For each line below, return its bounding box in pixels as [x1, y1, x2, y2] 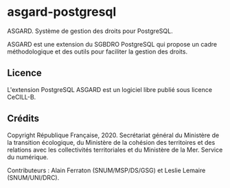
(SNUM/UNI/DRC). [7, 173, 60, 182]
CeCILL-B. [7, 93, 36, 101]
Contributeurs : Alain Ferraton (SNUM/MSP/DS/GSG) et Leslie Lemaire [7, 166, 206, 174]
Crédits [7, 113, 40, 124]
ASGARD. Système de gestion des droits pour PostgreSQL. [7, 27, 173, 35]
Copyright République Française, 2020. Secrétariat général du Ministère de [7, 131, 220, 139]
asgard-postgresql [7, 4, 117, 20]
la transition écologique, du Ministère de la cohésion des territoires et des [7, 138, 216, 146]
